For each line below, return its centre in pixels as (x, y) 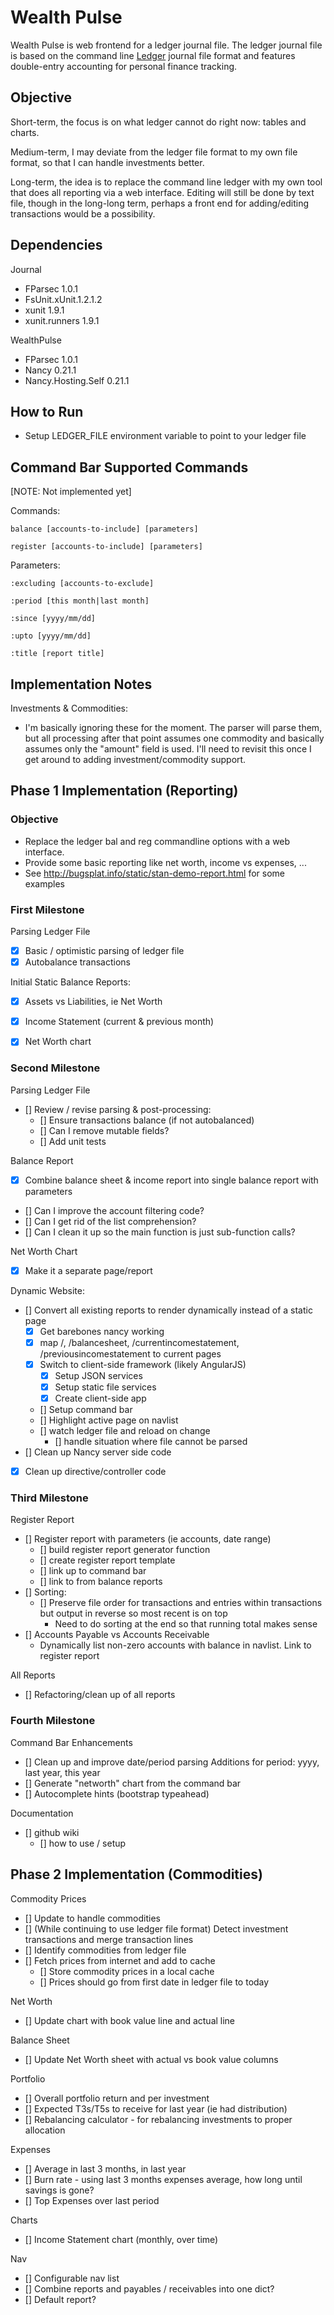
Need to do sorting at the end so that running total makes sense (186, 1624)
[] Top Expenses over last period (92, 2200)
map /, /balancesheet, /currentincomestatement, (139, 1342)
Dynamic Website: (47, 1290)
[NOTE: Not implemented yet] (71, 492)
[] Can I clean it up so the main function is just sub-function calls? (160, 1232)
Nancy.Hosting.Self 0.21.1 (77, 380)
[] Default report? (60, 2299)
